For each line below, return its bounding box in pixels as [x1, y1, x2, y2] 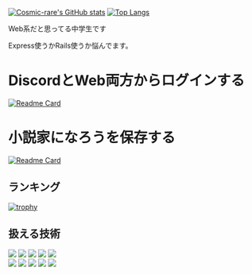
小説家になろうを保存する [8, 129, 176, 147]
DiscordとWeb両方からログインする [8, 72, 245, 90]
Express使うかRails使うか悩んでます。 [8, 41, 133, 50]
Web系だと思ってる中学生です [8, 24, 107, 33]
